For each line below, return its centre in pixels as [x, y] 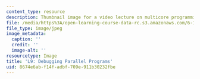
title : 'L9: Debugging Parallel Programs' [60, 61]
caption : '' [26, 39]
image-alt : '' [29, 50]
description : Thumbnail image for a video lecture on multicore [87, 17]
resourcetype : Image [32, 56]
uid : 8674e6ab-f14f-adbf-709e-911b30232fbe [61, 67]
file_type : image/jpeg [34, 28]
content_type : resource [36, 12]
